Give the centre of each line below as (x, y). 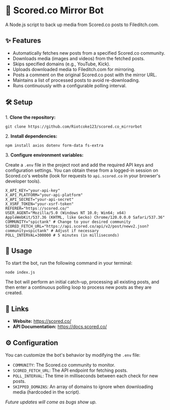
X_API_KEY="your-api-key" (33, 190)
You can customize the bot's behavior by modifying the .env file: (73, 355)
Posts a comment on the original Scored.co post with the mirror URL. (85, 75)
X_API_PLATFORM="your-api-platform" (44, 195)
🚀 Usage (19, 251)
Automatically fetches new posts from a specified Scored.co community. (89, 53)
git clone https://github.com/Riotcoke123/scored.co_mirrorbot (74, 127)
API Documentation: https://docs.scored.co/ (60, 327)
